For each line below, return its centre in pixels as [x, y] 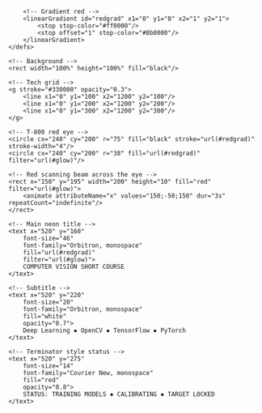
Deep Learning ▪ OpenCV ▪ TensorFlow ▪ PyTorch [104, 330]
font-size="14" [49, 366]
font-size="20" [49, 302]
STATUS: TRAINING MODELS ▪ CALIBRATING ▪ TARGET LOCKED [119, 394]
